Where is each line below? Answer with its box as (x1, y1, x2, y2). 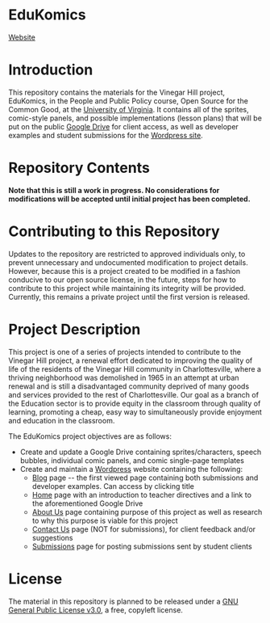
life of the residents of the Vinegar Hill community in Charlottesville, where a (8, 364, 262, 373)
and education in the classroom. (8, 415, 115, 425)
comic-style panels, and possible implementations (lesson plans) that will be (8, 113, 262, 123)
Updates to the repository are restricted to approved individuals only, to (8, 249, 246, 259)
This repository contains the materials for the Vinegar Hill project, (8, 87, 226, 97)
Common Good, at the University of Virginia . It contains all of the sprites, (8, 104, 249, 114)
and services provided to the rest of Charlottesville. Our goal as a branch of (8, 389, 260, 399)
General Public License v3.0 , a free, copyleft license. (8, 604, 184, 615)
